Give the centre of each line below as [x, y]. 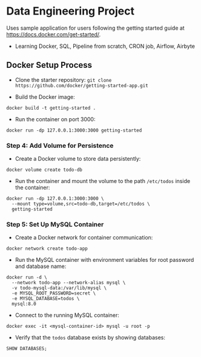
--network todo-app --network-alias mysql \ [69, 283]
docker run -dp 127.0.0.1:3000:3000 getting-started [74, 130]
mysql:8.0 [24, 304]
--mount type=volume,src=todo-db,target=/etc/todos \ [81, 204]
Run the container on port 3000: [55, 119]
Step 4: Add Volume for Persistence [60, 145]
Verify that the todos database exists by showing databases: [90, 338]
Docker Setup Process [49, 65]
